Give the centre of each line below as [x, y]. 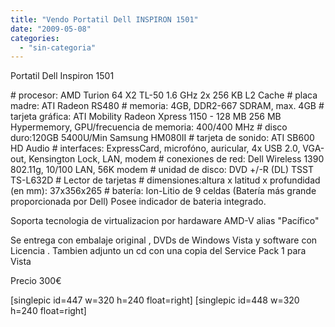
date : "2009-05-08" [51, 29]
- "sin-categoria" [58, 47]
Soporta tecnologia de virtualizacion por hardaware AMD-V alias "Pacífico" [165, 221]
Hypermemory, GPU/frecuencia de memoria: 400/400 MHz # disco [149, 127]
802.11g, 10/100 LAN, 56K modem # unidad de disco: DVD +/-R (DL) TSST [162, 170]
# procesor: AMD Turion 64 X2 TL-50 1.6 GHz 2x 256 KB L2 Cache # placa [164, 95]
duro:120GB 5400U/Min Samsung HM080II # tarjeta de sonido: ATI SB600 [162, 138]
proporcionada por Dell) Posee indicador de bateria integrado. [138, 202]
